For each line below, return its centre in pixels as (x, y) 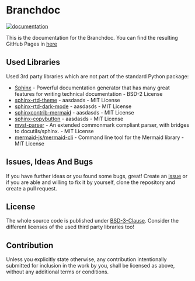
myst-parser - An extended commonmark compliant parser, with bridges (102, 125)
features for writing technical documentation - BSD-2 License (88, 93)
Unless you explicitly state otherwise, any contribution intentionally (86, 259)
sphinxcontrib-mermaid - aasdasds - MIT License (74, 112)
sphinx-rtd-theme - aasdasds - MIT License (67, 100)
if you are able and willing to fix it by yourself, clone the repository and (90, 182)
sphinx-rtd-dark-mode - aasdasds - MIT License (73, 106)
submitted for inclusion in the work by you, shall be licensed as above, (90, 266)
